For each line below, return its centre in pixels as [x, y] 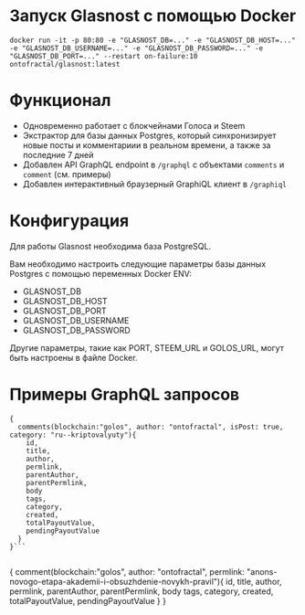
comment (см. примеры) [67, 174]
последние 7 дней [58, 154]
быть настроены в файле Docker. [74, 357]
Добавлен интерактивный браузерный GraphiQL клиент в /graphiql [155, 184]
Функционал [60, 101]
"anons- [262, 571]
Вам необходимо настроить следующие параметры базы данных [138, 264]
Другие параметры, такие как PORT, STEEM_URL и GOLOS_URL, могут [147, 347]
